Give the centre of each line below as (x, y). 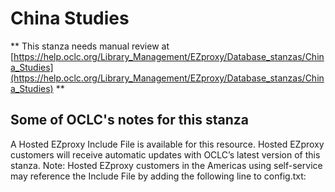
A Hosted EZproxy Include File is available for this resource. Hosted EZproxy (167, 144)
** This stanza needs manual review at (90, 46)
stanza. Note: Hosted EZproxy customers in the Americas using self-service (166, 165)
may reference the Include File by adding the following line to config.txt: (158, 176)
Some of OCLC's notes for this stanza (129, 120)
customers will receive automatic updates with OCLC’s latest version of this (165, 154)
